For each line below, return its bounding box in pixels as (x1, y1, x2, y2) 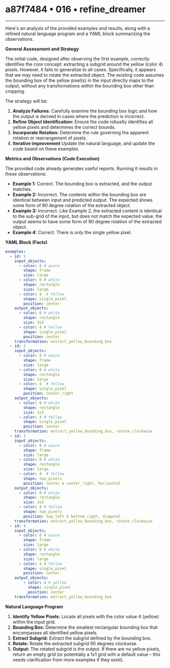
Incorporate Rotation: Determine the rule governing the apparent (12, 129, 149, 135)
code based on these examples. (12, 146, 79, 152)
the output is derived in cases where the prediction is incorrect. (12, 113, 145, 119)
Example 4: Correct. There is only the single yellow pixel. (12, 229, 132, 235)
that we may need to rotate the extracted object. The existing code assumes (5, 72, 164, 78)
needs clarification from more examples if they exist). (12, 656, 124, 662)
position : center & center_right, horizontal (23, 481, 121, 486)
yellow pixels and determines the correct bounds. (12, 124, 116, 130)
